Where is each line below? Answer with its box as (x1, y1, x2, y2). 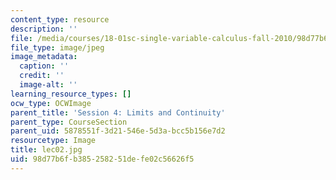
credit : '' (19, 71, 65, 81)
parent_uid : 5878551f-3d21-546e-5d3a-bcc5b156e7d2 (10, 126, 226, 136)
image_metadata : (10, 52, 78, 62)
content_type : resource (10, 14, 110, 25)
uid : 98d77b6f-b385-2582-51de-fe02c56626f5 (10, 154, 195, 164)
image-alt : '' (19, 80, 78, 90)
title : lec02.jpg (10, 145, 83, 155)
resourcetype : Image (10, 136, 97, 146)
